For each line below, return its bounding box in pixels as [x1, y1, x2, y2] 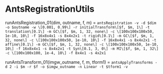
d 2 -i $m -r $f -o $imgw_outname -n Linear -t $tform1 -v [5, 64, 128, 69]
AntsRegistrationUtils [5, 3, 94, 15]
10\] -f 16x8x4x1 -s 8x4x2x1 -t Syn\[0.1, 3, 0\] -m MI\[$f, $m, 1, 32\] [5, 46, 159, 51]
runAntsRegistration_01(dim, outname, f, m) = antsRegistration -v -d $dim [5, 20, 157, 25]
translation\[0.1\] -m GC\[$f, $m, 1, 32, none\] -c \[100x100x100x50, [5, 29, 154, 34]
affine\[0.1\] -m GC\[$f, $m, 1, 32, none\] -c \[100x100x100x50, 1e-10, [5, 42, 159, 47]
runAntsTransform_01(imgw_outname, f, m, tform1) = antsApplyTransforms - [5, 59, 158, 65]
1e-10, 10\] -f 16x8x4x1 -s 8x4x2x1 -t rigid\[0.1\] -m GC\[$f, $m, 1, [5, 33, 154, 38]
